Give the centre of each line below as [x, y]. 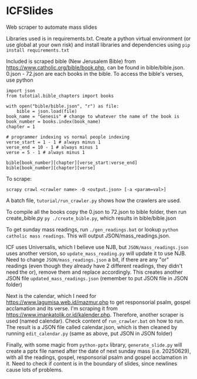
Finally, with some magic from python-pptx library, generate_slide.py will [94, 344]
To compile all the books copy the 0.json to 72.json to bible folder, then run [96, 212]
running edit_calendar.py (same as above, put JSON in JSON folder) [89, 333]
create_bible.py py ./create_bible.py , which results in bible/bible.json [91, 218]
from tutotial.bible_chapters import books [60, 96]
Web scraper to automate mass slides [52, 27]
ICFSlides [30, 11]
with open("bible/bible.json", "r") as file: [62, 106]
